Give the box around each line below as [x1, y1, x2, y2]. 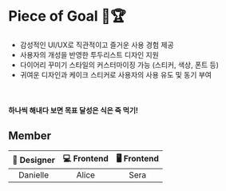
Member [8, 129, 52, 142]
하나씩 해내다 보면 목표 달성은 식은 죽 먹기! [8, 105, 138, 115]
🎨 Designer [12, 154, 56, 165]
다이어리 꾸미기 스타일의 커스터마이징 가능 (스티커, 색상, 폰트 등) [19, 60, 220, 70]
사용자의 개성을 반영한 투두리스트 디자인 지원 [19, 50, 160, 59]
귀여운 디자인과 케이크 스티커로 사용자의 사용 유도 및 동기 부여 [19, 70, 212, 79]
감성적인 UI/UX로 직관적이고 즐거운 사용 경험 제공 [19, 40, 174, 50]
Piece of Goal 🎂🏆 [8, 7, 126, 26]
